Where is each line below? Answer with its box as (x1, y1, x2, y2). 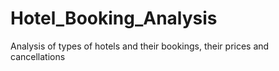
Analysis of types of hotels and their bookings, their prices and (10, 40, 270, 52)
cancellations (10, 50, 66, 62)
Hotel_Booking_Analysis (10, 7, 218, 30)
